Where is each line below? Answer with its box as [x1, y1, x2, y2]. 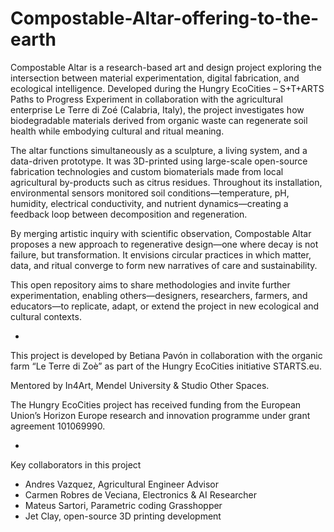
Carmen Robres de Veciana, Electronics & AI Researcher [24, 488, 257, 501]
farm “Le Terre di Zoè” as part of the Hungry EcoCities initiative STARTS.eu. [10, 360, 322, 372]
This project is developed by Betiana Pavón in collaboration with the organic [10, 349, 323, 361]
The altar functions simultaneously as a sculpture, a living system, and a [10, 144, 308, 156]
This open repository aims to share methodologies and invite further [10, 278, 291, 291]
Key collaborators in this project [10, 458, 142, 471]
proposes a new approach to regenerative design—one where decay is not [10, 238, 319, 250]
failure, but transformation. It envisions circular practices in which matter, [10, 248, 312, 261]
